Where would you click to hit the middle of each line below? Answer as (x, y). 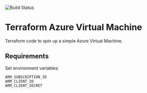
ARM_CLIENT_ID (20, 81)
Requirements (27, 56)
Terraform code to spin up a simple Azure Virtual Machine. (64, 41)
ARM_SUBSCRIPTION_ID (26, 77)
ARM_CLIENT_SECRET (24, 86)
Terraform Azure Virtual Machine (74, 27)
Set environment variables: (32, 68)
